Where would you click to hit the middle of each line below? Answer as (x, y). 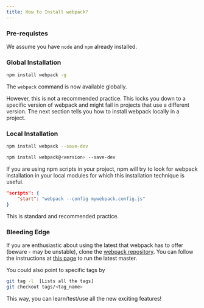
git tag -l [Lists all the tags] (50, 281)
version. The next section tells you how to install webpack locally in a (93, 112)
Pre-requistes (27, 33)
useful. (15, 182)
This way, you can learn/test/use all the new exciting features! (84, 298)
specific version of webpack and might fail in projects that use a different (98, 105)
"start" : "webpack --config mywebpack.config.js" (82, 199)
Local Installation (32, 134)
